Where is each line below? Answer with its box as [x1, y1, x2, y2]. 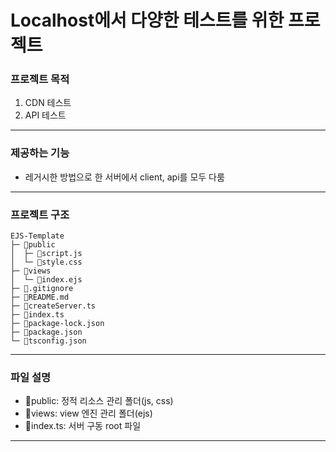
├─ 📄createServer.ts [10, 301, 97, 311]
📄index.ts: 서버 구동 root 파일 [24, 420, 142, 432]
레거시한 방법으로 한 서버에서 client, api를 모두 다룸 [24, 171, 225, 183]
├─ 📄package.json [10, 327, 83, 338]
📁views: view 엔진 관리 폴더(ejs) [24, 407, 153, 420]
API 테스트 [24, 109, 67, 121]
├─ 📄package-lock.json [10, 319, 105, 329]
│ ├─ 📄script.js [10, 249, 83, 259]
